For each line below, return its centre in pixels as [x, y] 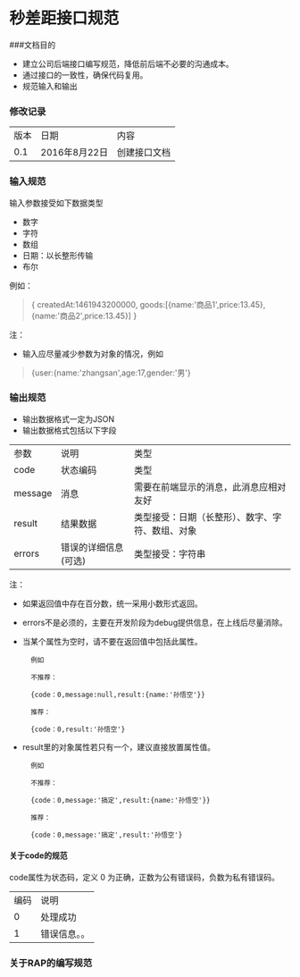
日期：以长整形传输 [58, 255]
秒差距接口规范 [64, 18]
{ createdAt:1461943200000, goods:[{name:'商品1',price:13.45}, [148, 304]
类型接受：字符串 [170, 553]
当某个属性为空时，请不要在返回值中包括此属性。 [112, 641]
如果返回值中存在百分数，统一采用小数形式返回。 [112, 603]
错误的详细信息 [92, 547]
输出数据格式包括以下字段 [69, 430]
